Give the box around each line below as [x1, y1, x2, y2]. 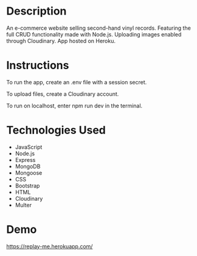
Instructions [6, 59, 69, 72]
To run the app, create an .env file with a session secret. [6, 78, 147, 86]
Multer [15, 201, 32, 209]
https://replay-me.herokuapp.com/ [6, 243, 93, 250]
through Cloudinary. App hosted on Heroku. [6, 37, 116, 44]
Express [15, 156, 36, 163]
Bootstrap [15, 182, 40, 189]
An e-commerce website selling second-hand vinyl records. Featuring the [6, 24, 192, 32]
